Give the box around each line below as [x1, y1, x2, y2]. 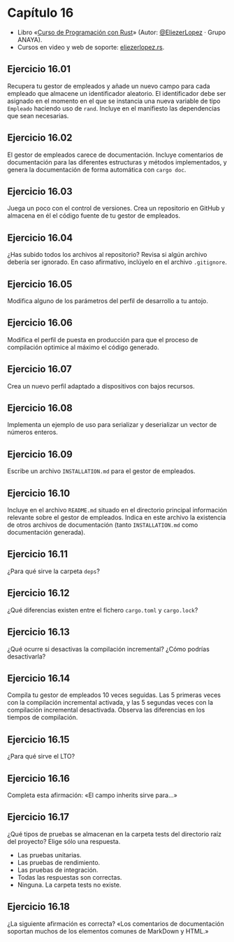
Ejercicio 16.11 [7, 548, 68, 561]
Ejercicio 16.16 [7, 772, 70, 785]
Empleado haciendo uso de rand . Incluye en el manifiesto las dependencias [7, 104, 221, 113]
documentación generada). [7, 528, 86, 537]
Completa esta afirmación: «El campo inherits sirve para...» [7, 791, 178, 799]
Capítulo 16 [7, 5, 74, 21]
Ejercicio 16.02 [7, 132, 73, 144]
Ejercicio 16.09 [7, 448, 73, 460]
